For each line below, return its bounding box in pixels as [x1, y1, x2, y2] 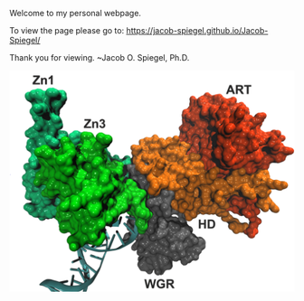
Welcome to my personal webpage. [9, 8, 142, 18]
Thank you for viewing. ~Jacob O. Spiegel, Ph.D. [9, 52, 190, 62]
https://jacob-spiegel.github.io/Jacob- [126, 25, 269, 35]
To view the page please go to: [9, 25, 125, 35]
